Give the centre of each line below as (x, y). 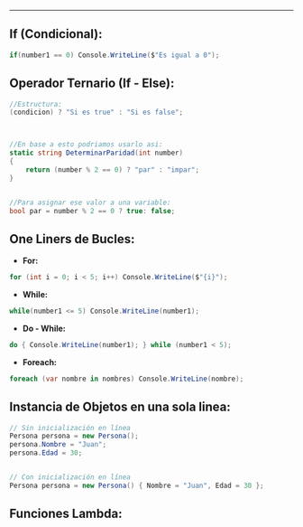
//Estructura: (36, 104)
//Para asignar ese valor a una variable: (90, 202)
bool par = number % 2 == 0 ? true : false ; (92, 211)
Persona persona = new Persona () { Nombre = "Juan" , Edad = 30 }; (137, 485)
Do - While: (44, 328)
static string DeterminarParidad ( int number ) (96, 153)
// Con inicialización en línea (70, 477)
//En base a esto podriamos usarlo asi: (87, 145)
